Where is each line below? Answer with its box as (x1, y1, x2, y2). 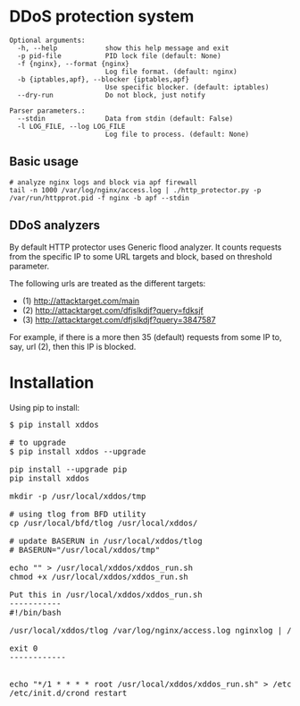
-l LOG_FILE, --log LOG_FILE (17, 122, 126, 131)
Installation (9, 372, 95, 393)
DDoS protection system (9, 6, 195, 27)
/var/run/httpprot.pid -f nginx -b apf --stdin (9, 193, 190, 202)
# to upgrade (9, 437, 67, 447)
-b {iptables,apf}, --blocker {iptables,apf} (17, 74, 190, 84)
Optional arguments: (9, 36, 87, 45)
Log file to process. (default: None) (104, 130, 250, 139)
